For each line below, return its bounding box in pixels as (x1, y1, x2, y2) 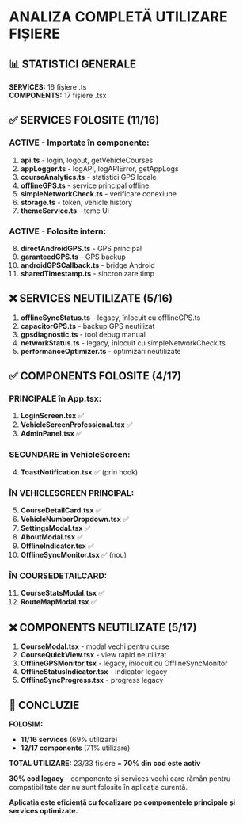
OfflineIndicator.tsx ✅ (20, 541, 94, 551)
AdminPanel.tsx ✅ (20, 429, 82, 439)
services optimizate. (9, 806, 78, 815)
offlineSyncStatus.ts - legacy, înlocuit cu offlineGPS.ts (20, 313, 201, 322)
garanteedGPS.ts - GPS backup (20, 252, 126, 261)
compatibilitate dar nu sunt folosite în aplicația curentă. (9, 783, 188, 791)
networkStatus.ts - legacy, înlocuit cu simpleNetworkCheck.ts (20, 337, 226, 348)
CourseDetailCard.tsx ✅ (20, 505, 102, 515)
